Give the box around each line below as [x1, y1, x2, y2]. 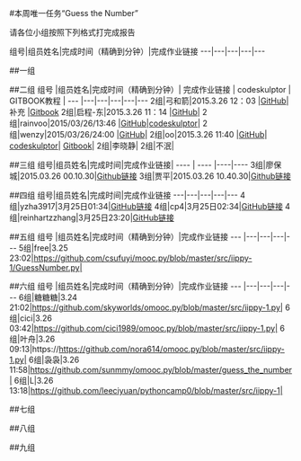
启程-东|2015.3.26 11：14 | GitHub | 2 [75, 107, 208, 117]
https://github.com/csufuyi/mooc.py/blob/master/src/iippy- [33, 253, 252, 263]
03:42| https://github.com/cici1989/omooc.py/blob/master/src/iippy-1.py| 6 [9, 323, 286, 333]
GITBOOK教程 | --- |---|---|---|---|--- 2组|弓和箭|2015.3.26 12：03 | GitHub [9, 95, 287, 106]
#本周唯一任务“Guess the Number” [9, 8, 139, 18]
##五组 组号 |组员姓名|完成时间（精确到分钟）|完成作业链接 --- [9, 232, 242, 242]
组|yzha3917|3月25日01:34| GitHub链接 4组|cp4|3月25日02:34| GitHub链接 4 [9, 201, 290, 211]
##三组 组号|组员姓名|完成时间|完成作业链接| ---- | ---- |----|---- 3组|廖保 [9, 160, 282, 170]
